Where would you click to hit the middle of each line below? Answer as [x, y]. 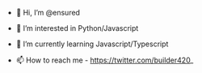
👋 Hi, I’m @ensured [48, 13]
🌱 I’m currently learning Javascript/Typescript [92, 44]
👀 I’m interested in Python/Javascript [77, 28]
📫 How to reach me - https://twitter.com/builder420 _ [105, 60]
